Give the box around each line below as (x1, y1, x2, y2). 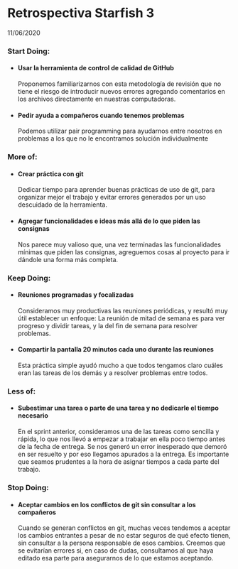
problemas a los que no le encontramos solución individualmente (17, 134, 208, 143)
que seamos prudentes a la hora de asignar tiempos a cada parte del (17, 457, 220, 466)
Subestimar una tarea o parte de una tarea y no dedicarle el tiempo (17, 403, 219, 413)
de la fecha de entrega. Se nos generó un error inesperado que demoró (17, 443, 227, 451)
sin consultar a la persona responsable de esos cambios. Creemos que (17, 538, 226, 548)
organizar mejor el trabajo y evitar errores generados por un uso (17, 193, 206, 202)
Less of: (7, 386, 36, 396)
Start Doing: (7, 46, 50, 56)
